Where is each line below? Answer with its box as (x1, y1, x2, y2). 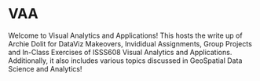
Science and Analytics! (8, 64, 82, 73)
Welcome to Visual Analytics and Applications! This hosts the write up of (8, 31, 243, 40)
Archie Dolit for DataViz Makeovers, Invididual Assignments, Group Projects (8, 39, 253, 48)
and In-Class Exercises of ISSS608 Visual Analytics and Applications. (8, 47, 233, 57)
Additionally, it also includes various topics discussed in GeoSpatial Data (8, 56, 243, 65)
